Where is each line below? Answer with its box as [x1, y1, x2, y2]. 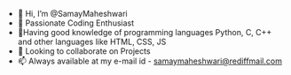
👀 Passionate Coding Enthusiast [17, 18, 135, 28]
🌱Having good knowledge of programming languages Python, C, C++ [17, 27, 272, 37]
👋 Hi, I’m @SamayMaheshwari [17, 9, 128, 19]
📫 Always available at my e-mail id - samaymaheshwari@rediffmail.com [17, 56, 282, 66]
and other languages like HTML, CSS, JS [17, 36, 167, 47]
